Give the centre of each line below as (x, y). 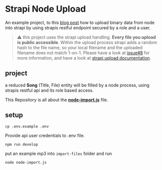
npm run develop (21, 144)
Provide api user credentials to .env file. (45, 135)
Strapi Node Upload (46, 9)
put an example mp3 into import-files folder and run (59, 153)
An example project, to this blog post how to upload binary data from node (80, 22)
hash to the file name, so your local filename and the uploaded (80, 47)
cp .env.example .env (27, 126)
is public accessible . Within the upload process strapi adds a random (87, 42)
